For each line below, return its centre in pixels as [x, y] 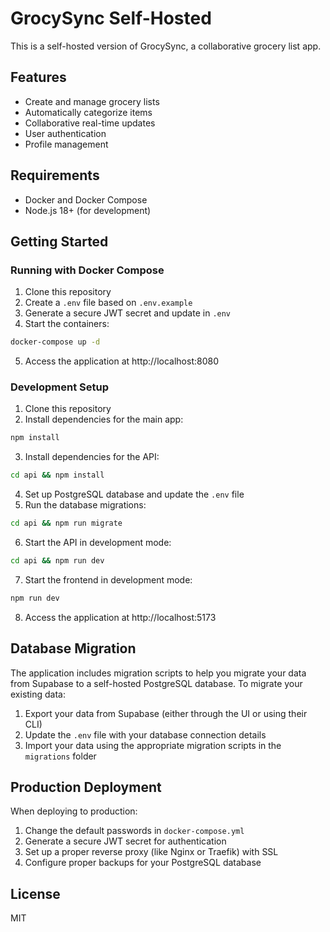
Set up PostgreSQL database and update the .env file [134, 494]
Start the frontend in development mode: [108, 579]
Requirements [55, 175]
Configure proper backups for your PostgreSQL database [143, 863]
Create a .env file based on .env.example [108, 303]
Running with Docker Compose [87, 270]
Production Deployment [86, 787]
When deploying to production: [74, 811]
